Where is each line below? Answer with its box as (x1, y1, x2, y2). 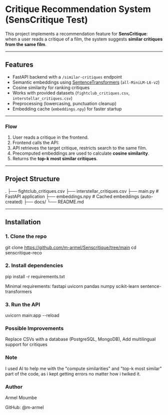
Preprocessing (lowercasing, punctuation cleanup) (12, 100, 116, 106)
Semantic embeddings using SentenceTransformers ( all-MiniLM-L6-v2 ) (12, 79, 160, 85)
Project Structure (5, 175, 60, 183)
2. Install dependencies (5, 262, 63, 269)
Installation (5, 218, 41, 226)
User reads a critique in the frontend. (12, 134, 89, 141)
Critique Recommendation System (5, 4, 151, 15)
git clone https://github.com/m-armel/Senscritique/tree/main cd (5, 244, 136, 250)
